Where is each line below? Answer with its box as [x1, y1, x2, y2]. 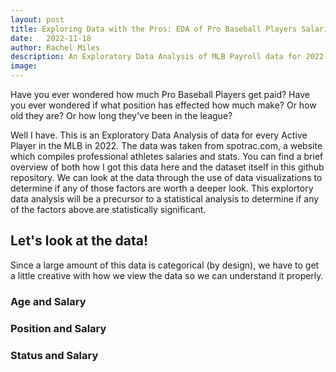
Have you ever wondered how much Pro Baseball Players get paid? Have [10, 89, 310, 100]
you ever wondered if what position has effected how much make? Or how [10, 99, 317, 111]
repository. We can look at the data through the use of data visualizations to [10, 172, 323, 183]
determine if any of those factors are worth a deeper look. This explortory [10, 182, 314, 194]
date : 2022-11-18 [10, 33, 92, 43]
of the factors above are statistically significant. [10, 204, 207, 215]
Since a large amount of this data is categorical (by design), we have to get [10, 259, 320, 271]
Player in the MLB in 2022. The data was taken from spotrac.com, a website [10, 140, 323, 151]
